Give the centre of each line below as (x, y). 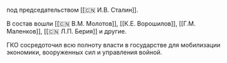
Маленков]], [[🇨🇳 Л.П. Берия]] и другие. (67, 31)
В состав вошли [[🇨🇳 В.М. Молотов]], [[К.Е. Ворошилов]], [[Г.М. (101, 24)
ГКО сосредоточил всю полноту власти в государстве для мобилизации (113, 45)
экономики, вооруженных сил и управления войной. (85, 52)
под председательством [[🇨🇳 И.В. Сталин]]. (72, 10)
